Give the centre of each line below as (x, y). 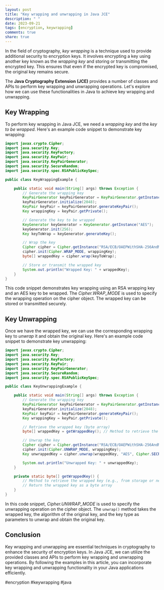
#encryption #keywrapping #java (38, 582)
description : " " (23, 19)
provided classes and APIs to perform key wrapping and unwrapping (74, 557)
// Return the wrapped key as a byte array (67, 486)
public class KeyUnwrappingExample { (43, 387)
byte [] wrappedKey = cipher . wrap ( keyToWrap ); (70, 256)
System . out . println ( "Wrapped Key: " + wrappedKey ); (76, 270)
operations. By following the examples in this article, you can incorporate (78, 562)
